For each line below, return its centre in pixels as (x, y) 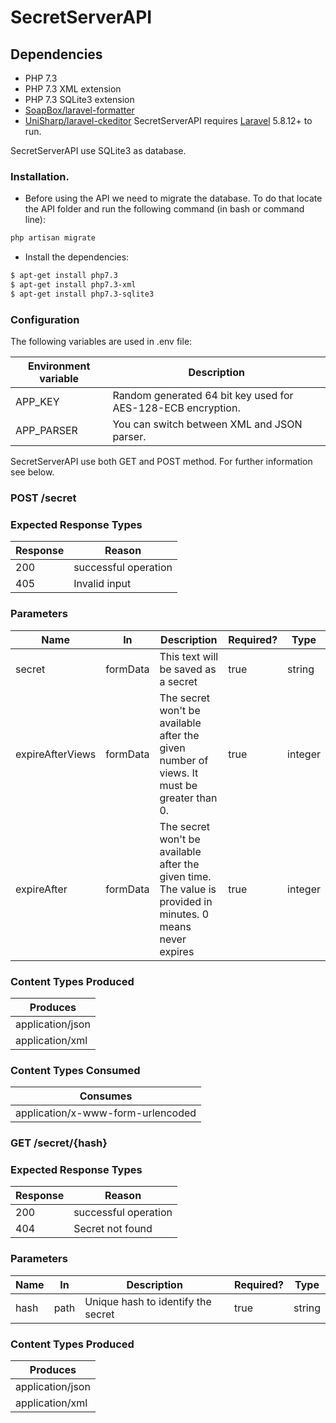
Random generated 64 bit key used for (203, 396)
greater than (188, 798)
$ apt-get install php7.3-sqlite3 (82, 294)
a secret (178, 681)
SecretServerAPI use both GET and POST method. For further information (161, 462)
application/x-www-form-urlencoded (106, 1113)
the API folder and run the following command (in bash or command (164, 209)
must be (178, 785)
